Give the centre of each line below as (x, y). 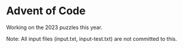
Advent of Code (46, 11)
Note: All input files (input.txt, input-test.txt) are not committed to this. (92, 39)
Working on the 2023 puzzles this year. (54, 27)
